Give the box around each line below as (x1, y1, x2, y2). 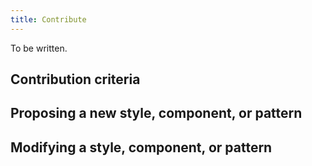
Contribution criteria (10, 71, 141, 88)
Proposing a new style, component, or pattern (10, 105, 303, 122)
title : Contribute (10, 14, 87, 25)
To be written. (10, 42, 68, 54)
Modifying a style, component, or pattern (10, 139, 273, 156)
